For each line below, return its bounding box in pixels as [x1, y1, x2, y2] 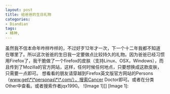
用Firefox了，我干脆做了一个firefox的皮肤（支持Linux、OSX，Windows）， [5, 58, 159, 63]
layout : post [5, 7, 33, 13]
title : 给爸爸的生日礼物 [5, 12, 52, 17]
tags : [5, 26, 17, 31]
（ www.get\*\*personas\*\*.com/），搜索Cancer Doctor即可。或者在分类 [5, 76, 154, 82]
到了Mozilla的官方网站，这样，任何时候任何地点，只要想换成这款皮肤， [14, 64, 162, 70]
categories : [5, 17, 30, 22]
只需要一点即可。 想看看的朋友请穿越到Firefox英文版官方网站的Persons [5, 70, 153, 76]
